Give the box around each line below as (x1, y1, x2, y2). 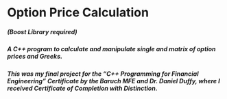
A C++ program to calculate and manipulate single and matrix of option (7, 45, 216, 53)
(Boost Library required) (7, 27, 77, 36)
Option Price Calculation (7, 5, 150, 20)
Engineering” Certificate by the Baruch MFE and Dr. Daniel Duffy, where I (7, 76, 221, 85)
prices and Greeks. (7, 53, 63, 61)
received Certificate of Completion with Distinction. (7, 84, 158, 92)
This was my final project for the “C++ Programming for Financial (7, 70, 199, 78)
